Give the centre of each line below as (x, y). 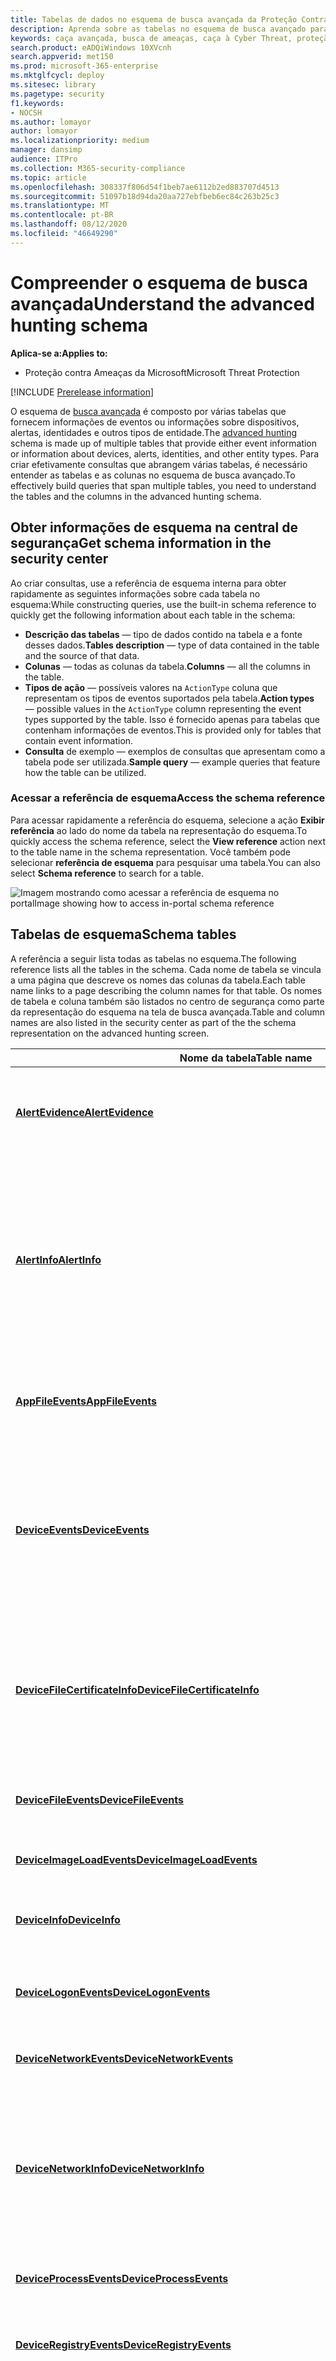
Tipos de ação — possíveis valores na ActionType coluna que (151, 687)
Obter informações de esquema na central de (154, 527)
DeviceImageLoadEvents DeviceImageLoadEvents (136, 1859)
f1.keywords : (37, 103)
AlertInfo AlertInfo (58, 1259)
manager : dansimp (46, 150)
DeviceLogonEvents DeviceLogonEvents (113, 1992)
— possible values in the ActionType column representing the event (163, 708)
